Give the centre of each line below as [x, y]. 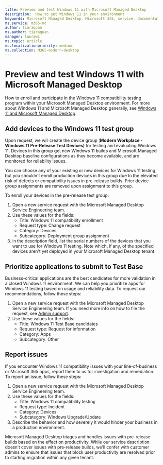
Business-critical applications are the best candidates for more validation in [81, 278]
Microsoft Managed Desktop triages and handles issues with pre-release [78, 437]
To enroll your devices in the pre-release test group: [57, 195]
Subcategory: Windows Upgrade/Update [60, 417]
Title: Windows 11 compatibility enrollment [61, 220]
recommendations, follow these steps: [43, 294]
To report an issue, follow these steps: [43, 377]
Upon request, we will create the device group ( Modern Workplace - [74, 140]
